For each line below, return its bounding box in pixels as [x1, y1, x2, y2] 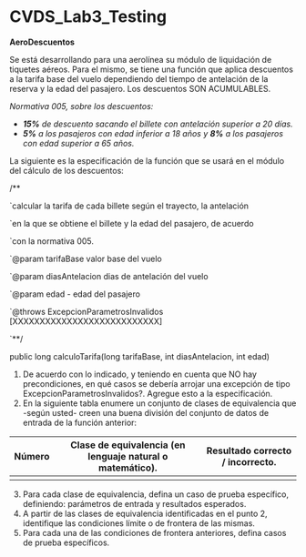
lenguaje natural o [87, 450, 168, 462]
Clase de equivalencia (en [69, 439, 186, 451]
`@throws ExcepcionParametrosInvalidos [9, 306, 164, 317]
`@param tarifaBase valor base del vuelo [9, 253, 162, 264]
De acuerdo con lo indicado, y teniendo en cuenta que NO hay [22, 369, 258, 380]
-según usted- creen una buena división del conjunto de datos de [22, 407, 270, 418]
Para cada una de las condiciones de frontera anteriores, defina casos [22, 527, 287, 538]
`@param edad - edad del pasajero [9, 289, 141, 299]
